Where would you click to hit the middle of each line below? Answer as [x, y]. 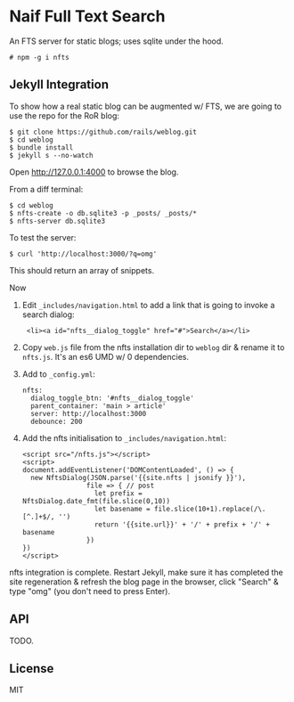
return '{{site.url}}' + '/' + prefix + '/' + [182, 524]
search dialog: [48, 314]
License [32, 669]
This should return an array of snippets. [82, 270]
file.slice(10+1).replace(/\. [210, 509]
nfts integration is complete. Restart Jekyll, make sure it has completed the [146, 572]
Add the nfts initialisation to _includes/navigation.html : [124, 437]
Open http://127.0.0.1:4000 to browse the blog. [94, 172]
